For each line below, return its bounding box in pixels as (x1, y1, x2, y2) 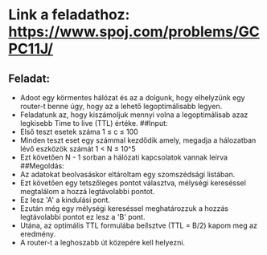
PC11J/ (8, 40, 54, 58)
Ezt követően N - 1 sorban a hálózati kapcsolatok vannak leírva (19, 152, 228, 162)
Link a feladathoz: (8, 6, 130, 24)
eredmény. (19, 229, 56, 238)
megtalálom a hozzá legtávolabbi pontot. (19, 187, 155, 196)
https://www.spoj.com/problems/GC (8, 22, 260, 41)
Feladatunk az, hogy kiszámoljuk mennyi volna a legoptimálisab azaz (19, 110, 249, 119)
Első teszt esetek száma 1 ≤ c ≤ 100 (19, 127, 138, 136)
